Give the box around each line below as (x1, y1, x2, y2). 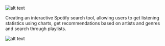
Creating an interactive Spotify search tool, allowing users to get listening (5, 15, 159, 20)
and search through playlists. (5, 26, 66, 32)
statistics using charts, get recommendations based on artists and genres (5, 20, 160, 26)
